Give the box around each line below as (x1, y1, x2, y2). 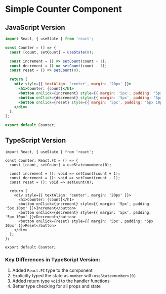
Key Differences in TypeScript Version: (5, 256, 100, 263)
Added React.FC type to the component (12, 267, 93, 273)
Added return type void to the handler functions (12, 278, 110, 284)
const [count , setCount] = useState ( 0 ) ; (9, 49, 94, 55)
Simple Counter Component (5, 3, 122, 15)
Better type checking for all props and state (12, 283, 101, 289)
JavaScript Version (5, 23, 65, 32)
